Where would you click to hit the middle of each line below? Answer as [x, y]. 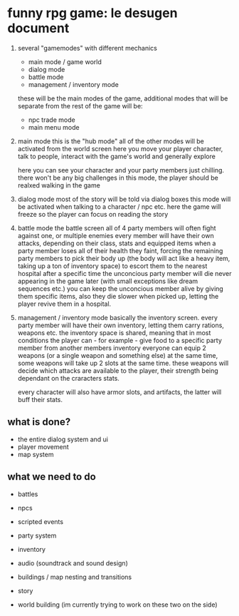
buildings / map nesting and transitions [75, 577]
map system [36, 454]
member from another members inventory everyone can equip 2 [112, 348]
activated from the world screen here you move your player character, [120, 148]
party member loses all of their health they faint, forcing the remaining [120, 250]
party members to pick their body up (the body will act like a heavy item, [124, 258]
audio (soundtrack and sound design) [73, 563]
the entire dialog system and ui [63, 439]
